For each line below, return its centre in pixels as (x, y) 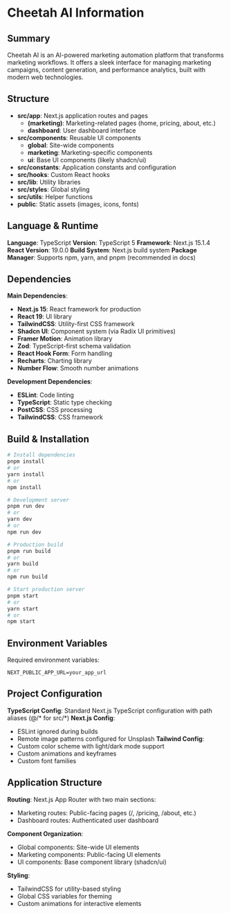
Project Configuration (55, 694)
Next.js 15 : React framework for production (79, 309)
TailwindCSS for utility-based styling (69, 889)
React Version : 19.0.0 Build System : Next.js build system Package (102, 250)
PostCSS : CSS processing (55, 410)
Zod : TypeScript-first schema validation (74, 346)
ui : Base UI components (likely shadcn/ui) (87, 160)
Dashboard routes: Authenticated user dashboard (88, 820)
